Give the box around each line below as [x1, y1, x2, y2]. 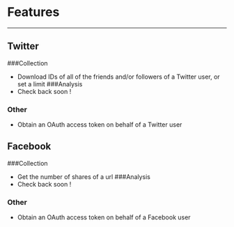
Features [7, 4, 60, 20]
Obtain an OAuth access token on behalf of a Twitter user [17, 120, 182, 129]
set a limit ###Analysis [17, 79, 83, 88]
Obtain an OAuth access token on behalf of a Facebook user [17, 213, 191, 221]
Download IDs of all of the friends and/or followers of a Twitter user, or [17, 72, 221, 81]
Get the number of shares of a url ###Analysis [17, 172, 151, 181]
